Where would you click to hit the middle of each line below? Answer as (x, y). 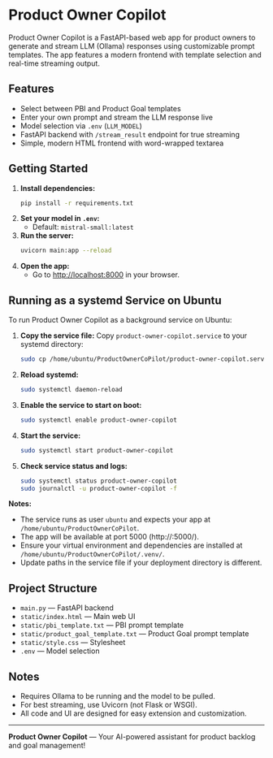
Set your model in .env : (60, 219)
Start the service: (50, 435)
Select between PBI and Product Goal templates (100, 108)
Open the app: (45, 266)
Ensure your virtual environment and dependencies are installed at (131, 545)
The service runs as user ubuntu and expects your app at (115, 520)
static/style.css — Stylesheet (73, 643)
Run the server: (47, 236)
